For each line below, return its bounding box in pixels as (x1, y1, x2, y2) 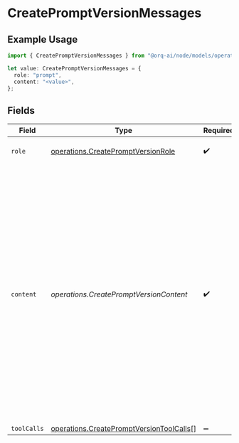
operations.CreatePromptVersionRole (51, 146, 176, 156)
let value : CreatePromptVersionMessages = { (7, 65, 142, 72)
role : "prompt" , (14, 71, 62, 79)
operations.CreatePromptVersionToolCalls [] (51, 424, 197, 434)
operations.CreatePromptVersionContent (51, 289, 188, 299)
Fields (7, 105, 36, 117)
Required (203, 126, 235, 136)
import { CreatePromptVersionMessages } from (7, 52, 144, 59)
